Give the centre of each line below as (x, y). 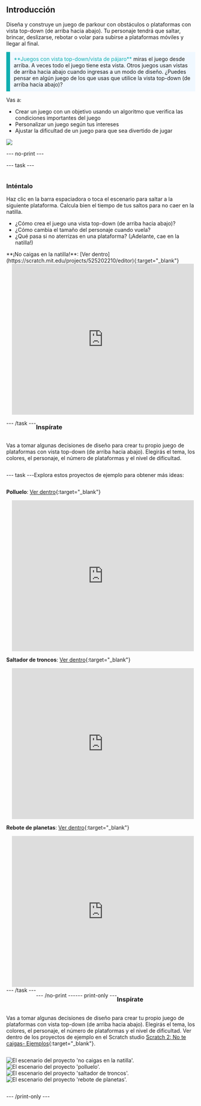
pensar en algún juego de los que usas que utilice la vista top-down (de (102, 78)
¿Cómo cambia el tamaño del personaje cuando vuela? (83, 230)
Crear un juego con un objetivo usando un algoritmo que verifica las (99, 111)
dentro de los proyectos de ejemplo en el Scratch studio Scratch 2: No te (96, 1037)
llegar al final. (23, 43)
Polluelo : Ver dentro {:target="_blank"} (53, 492)
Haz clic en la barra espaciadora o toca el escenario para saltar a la (89, 199)
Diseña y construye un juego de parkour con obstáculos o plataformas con (99, 24)
